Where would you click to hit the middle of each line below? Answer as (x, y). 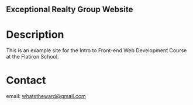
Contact (26, 80)
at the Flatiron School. (32, 57)
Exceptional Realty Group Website (70, 10)
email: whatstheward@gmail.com (46, 96)
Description (35, 35)
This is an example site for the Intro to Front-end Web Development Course (96, 50)
